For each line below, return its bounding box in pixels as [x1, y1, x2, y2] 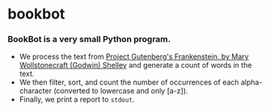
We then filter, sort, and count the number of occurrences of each [19, 77, 239, 87]
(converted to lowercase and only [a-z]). [53, 86, 188, 96]
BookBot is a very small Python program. [7, 34, 171, 45]
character [19, 86, 52, 96]
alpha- [240, 77, 263, 87]
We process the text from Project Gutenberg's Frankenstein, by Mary [19, 52, 249, 61]
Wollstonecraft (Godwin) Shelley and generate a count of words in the [19, 60, 252, 70]
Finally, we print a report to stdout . [19, 94, 135, 105]
